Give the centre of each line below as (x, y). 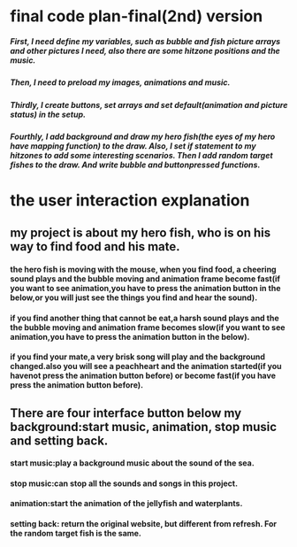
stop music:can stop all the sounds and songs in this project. (124, 483)
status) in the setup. (48, 114)
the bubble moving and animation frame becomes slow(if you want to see (148, 327)
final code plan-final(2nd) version (137, 16)
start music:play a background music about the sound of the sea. (132, 463)
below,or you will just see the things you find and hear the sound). (134, 297)
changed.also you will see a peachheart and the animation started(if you (146, 366)
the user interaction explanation (130, 200)
